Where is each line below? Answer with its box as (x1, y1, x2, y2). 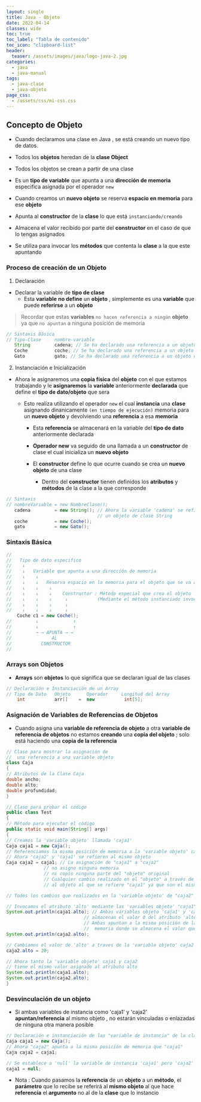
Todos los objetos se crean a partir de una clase (14, 165, 133, 172)
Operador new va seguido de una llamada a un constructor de (32, 442, 188, 449)
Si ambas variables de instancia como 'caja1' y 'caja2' (14, 1009, 148, 1016)
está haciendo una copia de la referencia (14, 737, 117, 744)
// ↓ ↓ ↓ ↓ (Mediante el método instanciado (6, 596, 181, 602)
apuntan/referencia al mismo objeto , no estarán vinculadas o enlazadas (14, 1015, 195, 1022)
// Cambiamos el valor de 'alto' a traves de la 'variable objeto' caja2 (6, 942, 194, 948)
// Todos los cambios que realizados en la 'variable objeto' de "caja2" (6, 893, 194, 899)
